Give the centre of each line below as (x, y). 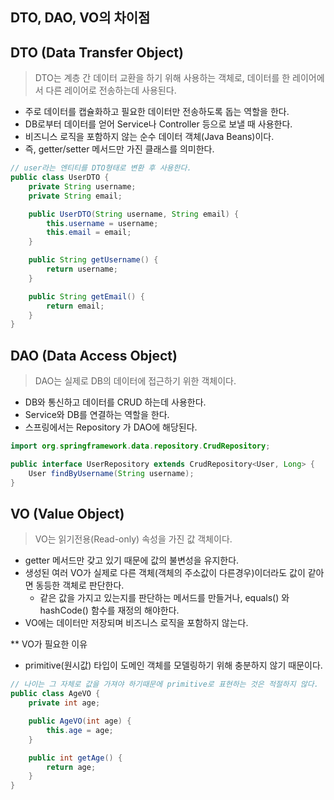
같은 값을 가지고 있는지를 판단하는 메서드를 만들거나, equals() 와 (164, 598)
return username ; (82, 269)
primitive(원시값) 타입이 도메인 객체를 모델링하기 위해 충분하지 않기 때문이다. (173, 665)
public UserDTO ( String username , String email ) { (134, 214)
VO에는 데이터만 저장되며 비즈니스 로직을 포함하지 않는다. (136, 623)
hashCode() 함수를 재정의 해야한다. (109, 610)
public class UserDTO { (60, 178)
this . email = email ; (89, 233)
